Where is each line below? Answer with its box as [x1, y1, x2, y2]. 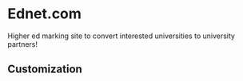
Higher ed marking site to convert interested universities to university [7, 31, 235, 40]
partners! [7, 39, 38, 48]
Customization [7, 63, 83, 76]
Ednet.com [7, 5, 82, 23]
